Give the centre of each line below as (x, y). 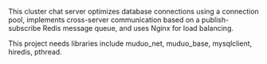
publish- (216, 20)
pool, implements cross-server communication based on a (104, 20)
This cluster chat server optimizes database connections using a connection (133, 11)
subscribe (25, 28)
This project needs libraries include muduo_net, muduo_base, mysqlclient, (130, 43)
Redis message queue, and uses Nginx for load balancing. (138, 28)
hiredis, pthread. (35, 52)
